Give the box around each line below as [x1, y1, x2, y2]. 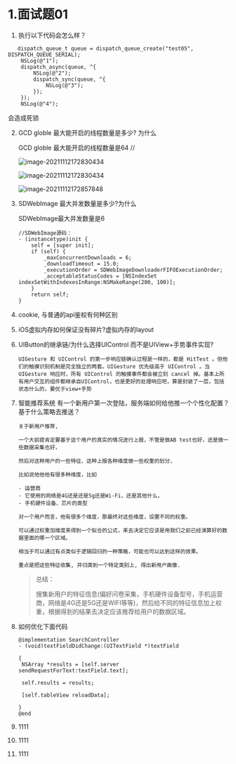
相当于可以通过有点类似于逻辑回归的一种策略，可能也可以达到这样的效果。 [18, 548, 202, 555]
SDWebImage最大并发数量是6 [18, 214, 105, 222]
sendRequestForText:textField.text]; [18, 667, 129, 674]
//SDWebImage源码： [18, 229, 72, 236]
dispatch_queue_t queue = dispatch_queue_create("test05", [17, 45, 194, 52]
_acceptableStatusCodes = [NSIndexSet [44, 272, 157, 280]
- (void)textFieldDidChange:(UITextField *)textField [18, 642, 179, 649]
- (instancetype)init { [18, 235, 88, 242]
